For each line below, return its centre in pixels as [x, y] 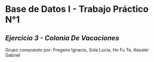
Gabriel [13, 55]
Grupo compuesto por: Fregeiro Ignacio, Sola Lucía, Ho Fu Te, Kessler [77, 50]
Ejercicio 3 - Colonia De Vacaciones [62, 38]
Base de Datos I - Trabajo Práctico [77, 9]
